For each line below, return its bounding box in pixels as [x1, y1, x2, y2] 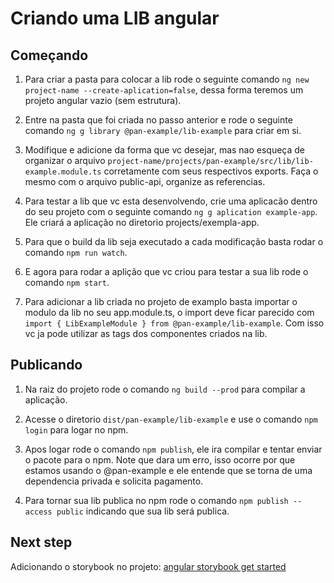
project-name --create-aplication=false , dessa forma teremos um [24, 84, 304, 96]
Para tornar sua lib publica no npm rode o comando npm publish [24, 494, 289, 506]
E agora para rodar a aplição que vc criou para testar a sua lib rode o [24, 266, 309, 277]
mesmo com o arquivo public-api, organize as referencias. [24, 176, 266, 187]
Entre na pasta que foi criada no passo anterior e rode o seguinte [24, 114, 293, 126]
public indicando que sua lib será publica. [56, 505, 230, 517]
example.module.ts [24, 167, 102, 177]
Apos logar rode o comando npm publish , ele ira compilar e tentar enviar [24, 443, 323, 455]
